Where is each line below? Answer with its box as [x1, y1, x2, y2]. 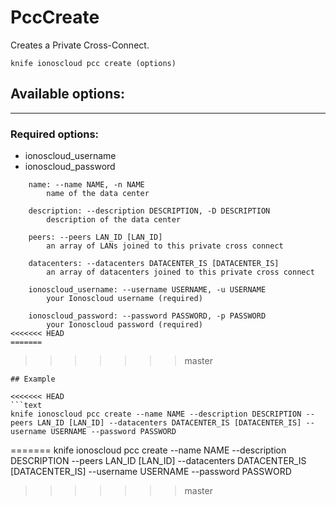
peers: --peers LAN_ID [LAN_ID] [28, 232, 163, 243]
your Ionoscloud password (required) [46, 320, 203, 330]
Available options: [10, 86, 126, 103]
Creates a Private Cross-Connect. [10, 39, 150, 51]
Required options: [10, 127, 100, 141]
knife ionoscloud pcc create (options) [10, 58, 177, 68]
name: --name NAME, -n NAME [28, 180, 145, 190]
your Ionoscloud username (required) [46, 294, 203, 304]
